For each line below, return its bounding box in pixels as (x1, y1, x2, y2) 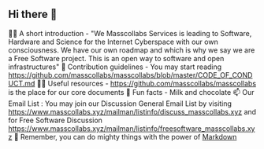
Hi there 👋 (8, 8, 58, 21)
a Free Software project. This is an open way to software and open (8, 53, 225, 63)
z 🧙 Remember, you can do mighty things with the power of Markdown (8, 132, 237, 141)
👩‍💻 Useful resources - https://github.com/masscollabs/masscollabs (36, 78, 257, 88)
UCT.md (8, 78, 35, 88)
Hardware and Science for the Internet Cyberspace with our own (8, 37, 218, 46)
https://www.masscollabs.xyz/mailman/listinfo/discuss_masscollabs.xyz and (8, 107, 257, 116)
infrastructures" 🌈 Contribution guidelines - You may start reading (8, 62, 222, 71)
